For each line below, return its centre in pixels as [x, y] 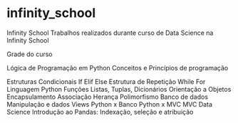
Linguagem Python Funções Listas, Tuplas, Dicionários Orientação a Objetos [119, 89]
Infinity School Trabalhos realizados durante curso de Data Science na [110, 33]
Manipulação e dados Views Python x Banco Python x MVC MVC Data [110, 104]
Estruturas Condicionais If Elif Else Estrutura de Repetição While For [106, 81]
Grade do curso [30, 54]
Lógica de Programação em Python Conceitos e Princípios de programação [118, 68]
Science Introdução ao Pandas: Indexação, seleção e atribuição [100, 112]
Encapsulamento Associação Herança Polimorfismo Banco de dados [107, 97]
